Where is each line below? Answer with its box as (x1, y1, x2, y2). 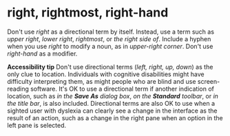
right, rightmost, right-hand (7, 5, 169, 21)
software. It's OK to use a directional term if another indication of (30, 84, 215, 93)
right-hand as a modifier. (7, 49, 78, 58)
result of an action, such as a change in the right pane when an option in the (7, 113, 224, 122)
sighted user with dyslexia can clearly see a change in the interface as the (7, 106, 218, 115)
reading (7, 84, 30, 93)
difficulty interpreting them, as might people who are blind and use (7, 77, 196, 85)
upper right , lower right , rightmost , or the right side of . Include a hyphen (7, 34, 211, 43)
